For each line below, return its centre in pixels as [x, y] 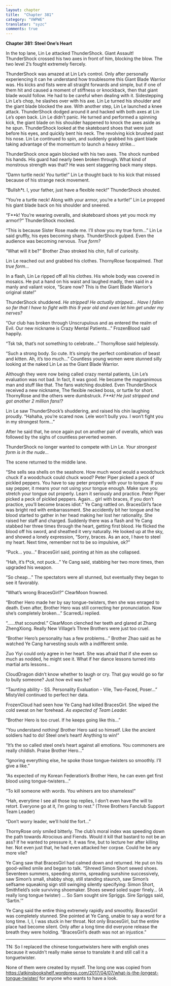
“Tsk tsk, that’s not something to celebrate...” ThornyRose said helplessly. [82, 343]
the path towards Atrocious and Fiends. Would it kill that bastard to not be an [86, 837]
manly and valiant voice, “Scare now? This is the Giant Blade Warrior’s [79, 287]
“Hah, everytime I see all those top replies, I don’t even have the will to [79, 801]
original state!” [21, 293]
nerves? [14, 313]
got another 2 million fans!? [35, 401]
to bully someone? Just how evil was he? [49, 680]
